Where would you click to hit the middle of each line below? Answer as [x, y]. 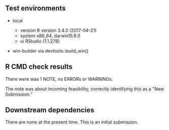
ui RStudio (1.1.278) [40, 41]
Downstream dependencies [50, 110]
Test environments [35, 8]
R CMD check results [39, 67]
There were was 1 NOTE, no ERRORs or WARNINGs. [59, 79]
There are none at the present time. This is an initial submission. [72, 122]
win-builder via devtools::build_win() [50, 51]
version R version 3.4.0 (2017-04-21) [58, 30]
